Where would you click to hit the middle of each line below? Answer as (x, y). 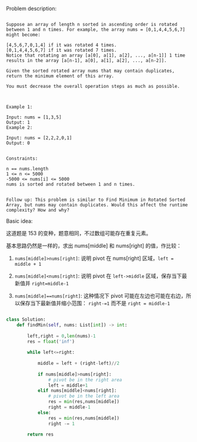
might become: (24, 35)
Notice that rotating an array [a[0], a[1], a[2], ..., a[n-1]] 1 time (96, 55)
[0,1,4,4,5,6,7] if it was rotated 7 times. (61, 50)
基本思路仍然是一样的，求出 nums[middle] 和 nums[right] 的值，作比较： (94, 246)
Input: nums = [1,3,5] (34, 117)
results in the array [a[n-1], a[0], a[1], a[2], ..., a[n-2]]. (86, 61)
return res (41, 434)
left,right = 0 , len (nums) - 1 (61, 336)
